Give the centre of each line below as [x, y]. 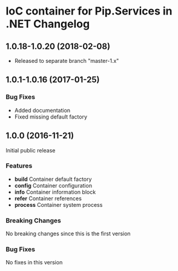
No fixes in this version [34, 263]
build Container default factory [53, 179]
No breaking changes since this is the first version [68, 233]
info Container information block [55, 192]
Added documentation [42, 110]
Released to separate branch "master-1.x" [67, 61]
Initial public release [31, 150]
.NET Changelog [48, 24]
